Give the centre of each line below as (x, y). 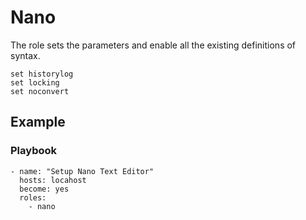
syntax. (25, 55)
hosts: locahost (53, 180)
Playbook (34, 151)
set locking (35, 82)
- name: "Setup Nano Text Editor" (82, 171)
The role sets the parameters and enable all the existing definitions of (153, 45)
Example (38, 122)
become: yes (44, 189)
